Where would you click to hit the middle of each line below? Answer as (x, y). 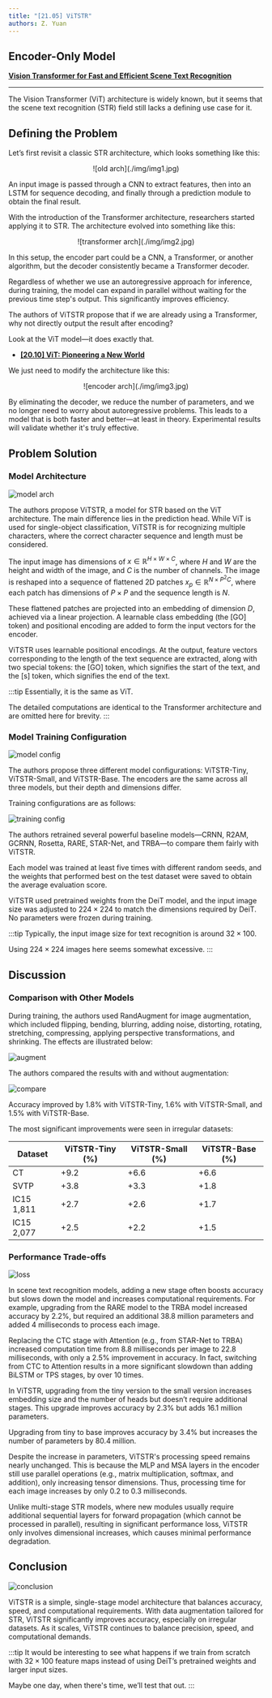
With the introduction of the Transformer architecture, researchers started (132, 218)
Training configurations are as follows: (72, 804)
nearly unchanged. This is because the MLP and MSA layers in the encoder (134, 1465)
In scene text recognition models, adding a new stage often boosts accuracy (136, 1291)
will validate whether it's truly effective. (74, 428)
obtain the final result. (45, 202)
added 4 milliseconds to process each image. (84, 1325)
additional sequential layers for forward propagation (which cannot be (125, 1515)
